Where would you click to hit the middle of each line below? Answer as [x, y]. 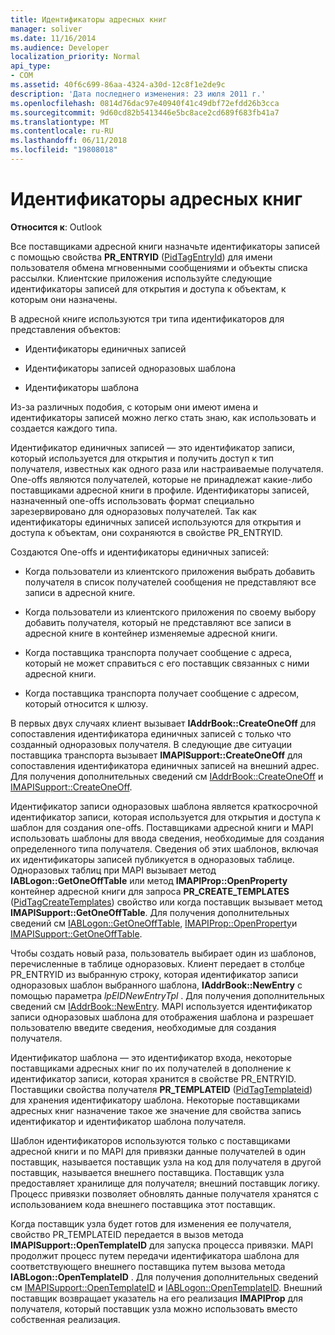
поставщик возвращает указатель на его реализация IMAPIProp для [156, 1298]
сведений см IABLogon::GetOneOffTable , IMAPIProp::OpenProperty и [154, 923]
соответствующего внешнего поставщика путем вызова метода [148, 1266]
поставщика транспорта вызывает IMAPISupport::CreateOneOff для [156, 755]
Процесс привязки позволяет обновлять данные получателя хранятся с [164, 1193]
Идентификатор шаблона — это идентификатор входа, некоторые [151, 1057]
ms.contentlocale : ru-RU [62, 131]
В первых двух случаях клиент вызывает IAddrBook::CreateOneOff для [163, 723]
